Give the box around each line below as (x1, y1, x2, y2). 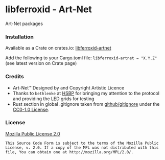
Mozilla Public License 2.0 (5, 130, 60, 136)
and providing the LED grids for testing (12, 96, 95, 102)
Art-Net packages (5, 20, 43, 27)
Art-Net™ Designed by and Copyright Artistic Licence (12, 84, 125, 90)
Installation (5, 33, 34, 40)
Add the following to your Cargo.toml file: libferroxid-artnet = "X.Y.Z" (5, 55, 157, 61)
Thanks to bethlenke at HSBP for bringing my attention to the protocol (12, 90, 160, 96)
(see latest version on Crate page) (5, 60, 77, 66)
